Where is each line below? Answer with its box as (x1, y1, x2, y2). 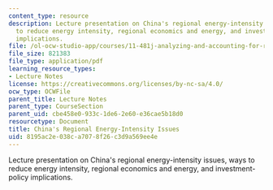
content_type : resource (8, 11, 89, 20)
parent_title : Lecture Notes (8, 95, 107, 103)
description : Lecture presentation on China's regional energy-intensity (8, 19, 264, 28)
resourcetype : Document (8, 118, 89, 126)
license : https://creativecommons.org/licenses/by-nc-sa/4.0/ (8, 80, 223, 88)
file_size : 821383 (8, 50, 71, 58)
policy (8, 172, 29, 182)
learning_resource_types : (8, 65, 96, 73)
